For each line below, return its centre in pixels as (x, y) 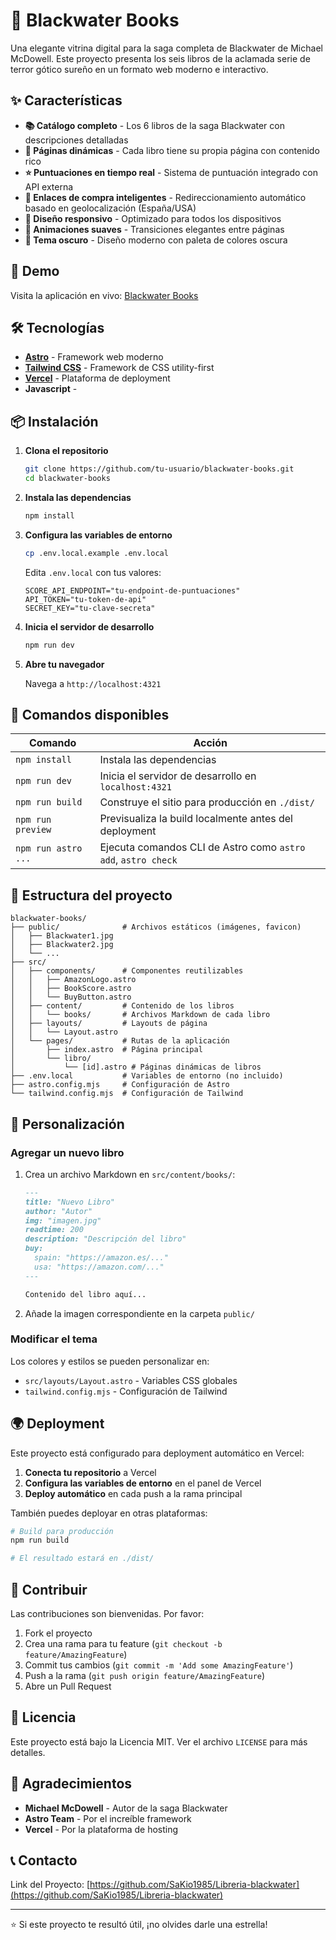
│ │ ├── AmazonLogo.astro (73, 980)
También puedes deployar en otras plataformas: (109, 1513)
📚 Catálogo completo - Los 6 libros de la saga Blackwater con (154, 125)
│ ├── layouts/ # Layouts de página (109, 1024)
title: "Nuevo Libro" (69, 1202)
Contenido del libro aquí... (85, 1294)
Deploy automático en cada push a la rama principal (133, 1493)
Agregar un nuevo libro (67, 1152)
